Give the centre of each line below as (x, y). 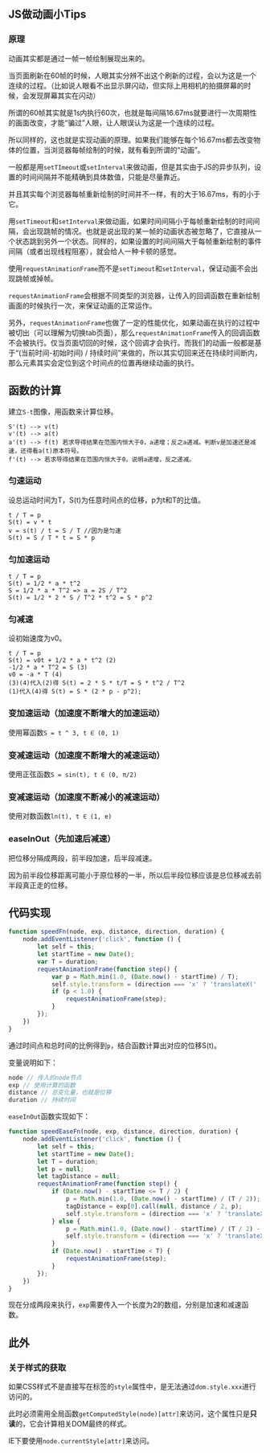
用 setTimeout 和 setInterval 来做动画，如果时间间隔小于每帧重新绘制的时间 (131, 221)
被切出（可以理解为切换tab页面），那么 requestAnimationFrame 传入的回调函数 (134, 333)
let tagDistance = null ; (79, 1177)
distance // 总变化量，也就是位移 (60, 1093)
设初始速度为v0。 (37, 638)
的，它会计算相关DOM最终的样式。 (73, 1424)
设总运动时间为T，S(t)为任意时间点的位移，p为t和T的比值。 (107, 500)
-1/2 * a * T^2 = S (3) (48, 668)
